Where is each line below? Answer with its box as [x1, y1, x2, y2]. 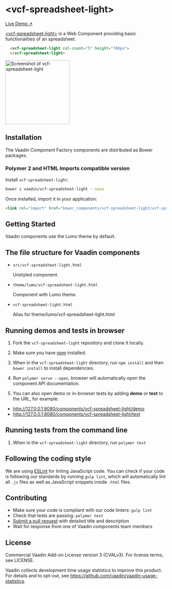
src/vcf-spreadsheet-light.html [12, 263, 82, 268]
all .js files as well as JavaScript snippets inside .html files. [5, 478, 132, 485]
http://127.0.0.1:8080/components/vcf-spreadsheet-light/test [12, 411, 141, 417]
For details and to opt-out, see [5, 573, 69, 579]
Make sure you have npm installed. [12, 350, 87, 356]
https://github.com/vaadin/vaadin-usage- [70, 573, 158, 579]
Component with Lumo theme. [12, 292, 77, 298]
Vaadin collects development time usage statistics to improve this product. [5, 567, 162, 574]
